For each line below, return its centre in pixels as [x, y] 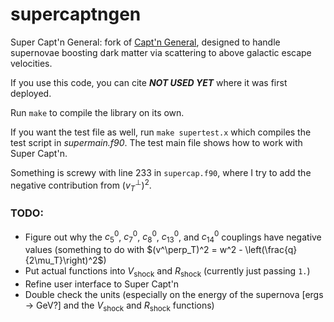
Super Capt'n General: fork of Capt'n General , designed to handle [145, 42]
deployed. [31, 93]
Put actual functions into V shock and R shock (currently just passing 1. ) [167, 272]
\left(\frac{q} [271, 250]
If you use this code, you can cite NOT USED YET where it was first [149, 82]
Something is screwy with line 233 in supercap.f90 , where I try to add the [161, 172]
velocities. [31, 63]
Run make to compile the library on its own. [97, 112]
